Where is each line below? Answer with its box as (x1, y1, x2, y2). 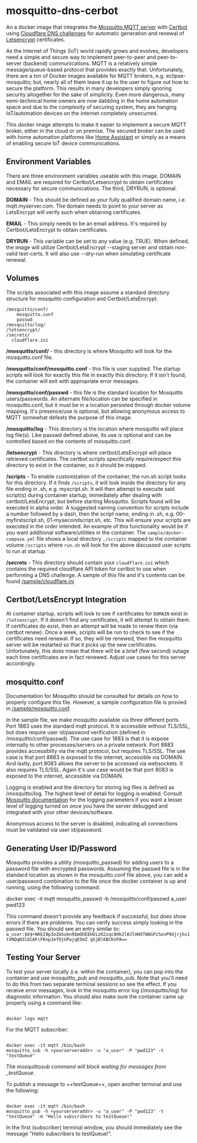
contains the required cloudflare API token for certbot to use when (6, 565, 167, 572)
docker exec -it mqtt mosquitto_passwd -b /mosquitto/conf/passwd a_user (6, 896, 187, 902)
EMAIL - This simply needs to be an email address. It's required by (6, 220, 167, 227)
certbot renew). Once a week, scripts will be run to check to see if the (6, 629, 175, 636)
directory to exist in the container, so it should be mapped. (6, 462, 147, 469)
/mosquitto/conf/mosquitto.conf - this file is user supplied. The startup (6, 365, 181, 372)
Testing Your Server (6, 952, 81, 962)
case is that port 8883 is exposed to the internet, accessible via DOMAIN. (6, 754, 184, 761)
